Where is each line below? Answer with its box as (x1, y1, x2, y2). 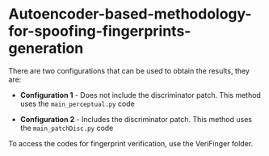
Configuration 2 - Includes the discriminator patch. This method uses (19, 114, 253, 124)
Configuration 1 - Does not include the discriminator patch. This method (19, 90, 261, 99)
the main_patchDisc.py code (19, 123, 114, 133)
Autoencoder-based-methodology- (8, 5, 252, 23)
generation (8, 40, 84, 57)
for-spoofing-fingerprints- (8, 22, 191, 40)
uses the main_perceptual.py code (19, 99, 135, 108)
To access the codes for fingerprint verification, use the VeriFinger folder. (8, 138, 254, 148)
